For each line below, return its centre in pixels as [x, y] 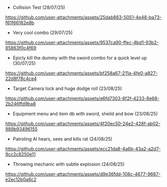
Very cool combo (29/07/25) [43, 32]
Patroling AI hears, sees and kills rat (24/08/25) [63, 139]
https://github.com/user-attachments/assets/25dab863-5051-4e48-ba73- [83, 17]
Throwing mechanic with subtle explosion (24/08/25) [69, 164]
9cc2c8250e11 [20, 154]
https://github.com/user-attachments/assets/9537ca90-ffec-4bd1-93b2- [82, 42]
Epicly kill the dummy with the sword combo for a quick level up [80, 58]
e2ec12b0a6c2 [21, 179]
